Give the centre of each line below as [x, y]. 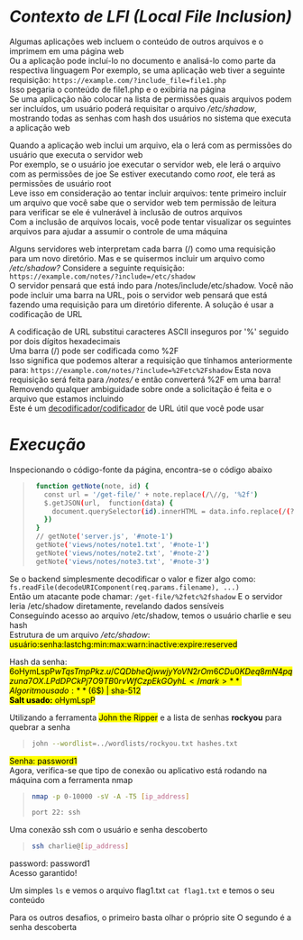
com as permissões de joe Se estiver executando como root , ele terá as [142, 174]
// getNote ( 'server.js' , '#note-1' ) [105, 537]
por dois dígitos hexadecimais [65, 341]
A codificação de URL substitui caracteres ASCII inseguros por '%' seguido [149, 332]
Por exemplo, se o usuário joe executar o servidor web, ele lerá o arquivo [145, 164]
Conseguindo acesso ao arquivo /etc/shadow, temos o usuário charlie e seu [150, 616]
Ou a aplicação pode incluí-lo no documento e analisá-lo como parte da [143, 60]
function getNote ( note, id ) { [92, 486]
